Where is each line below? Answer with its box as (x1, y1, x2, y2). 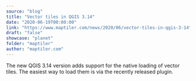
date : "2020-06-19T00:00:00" (6, 19, 77, 25)
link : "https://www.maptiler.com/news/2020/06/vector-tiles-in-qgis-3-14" (6, 24, 192, 31)
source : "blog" (6, 8, 43, 14)
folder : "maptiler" (6, 41, 54, 47)
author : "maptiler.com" (6, 46, 64, 52)
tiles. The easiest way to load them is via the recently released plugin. (6, 68, 174, 75)
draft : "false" (6, 30, 43, 36)
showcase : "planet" (6, 35, 54, 41)
